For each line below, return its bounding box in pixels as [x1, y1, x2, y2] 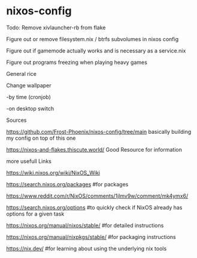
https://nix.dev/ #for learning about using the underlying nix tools [6, 245, 167, 252]
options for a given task [6, 210, 65, 217]
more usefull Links [6, 157, 52, 165]
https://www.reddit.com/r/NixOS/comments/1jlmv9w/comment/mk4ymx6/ [6, 192, 189, 199]
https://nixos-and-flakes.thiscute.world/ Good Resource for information [6, 146, 183, 153]
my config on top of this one [6, 134, 76, 142]
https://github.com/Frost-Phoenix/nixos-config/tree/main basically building [6, 128, 192, 135]
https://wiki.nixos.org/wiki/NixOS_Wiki [6, 169, 101, 176]
